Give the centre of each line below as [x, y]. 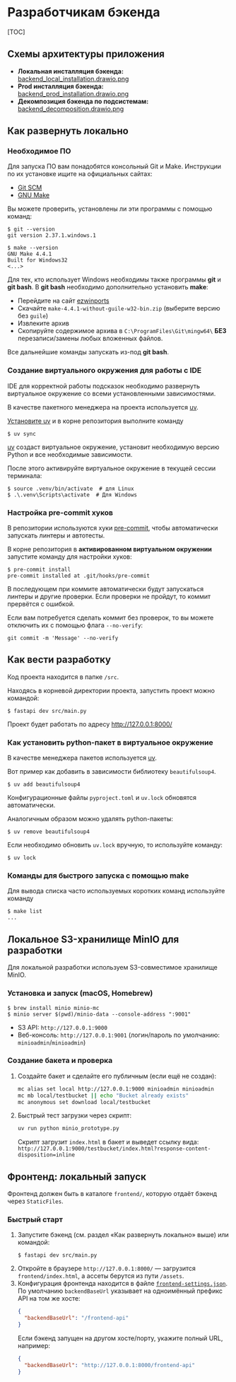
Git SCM [30, 187]
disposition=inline [46, 1155]
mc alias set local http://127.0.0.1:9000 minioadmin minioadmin [116, 1089]
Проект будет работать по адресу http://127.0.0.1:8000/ [90, 724]
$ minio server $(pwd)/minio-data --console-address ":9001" [99, 1014]
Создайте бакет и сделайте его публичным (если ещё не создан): [117, 1076]
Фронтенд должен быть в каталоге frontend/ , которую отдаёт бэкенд [112, 1194]
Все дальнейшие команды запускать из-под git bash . [88, 352]
